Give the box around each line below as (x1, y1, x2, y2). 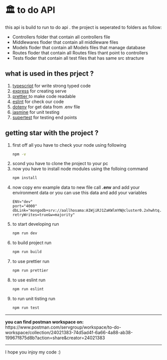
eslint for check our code (12, 98, 64, 104)
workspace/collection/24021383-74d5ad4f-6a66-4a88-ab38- (5, 329, 133, 335)
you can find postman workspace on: (5, 319, 84, 325)
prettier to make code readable (12, 93, 76, 99)
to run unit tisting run (12, 295, 56, 301)
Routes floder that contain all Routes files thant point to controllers (12, 50, 148, 56)
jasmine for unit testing (12, 109, 60, 115)
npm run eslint (12, 286, 44, 291)
